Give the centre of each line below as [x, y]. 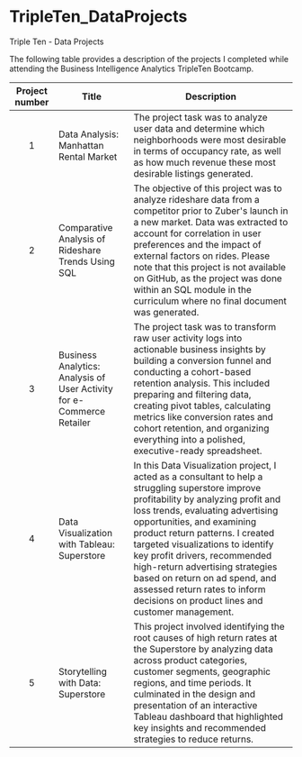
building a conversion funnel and [203, 360]
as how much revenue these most [204, 162]
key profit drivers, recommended [203, 555]
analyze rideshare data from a [196, 199]
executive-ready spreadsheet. [198, 451]
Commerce [82, 411]
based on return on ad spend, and [205, 578]
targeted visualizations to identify [204, 544]
